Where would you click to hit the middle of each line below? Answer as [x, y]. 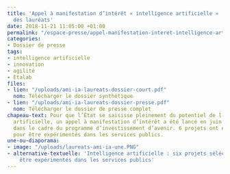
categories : [24, 39]
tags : [15, 52]
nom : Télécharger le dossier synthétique [73, 97]
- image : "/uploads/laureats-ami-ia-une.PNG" [73, 147]
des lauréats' [33, 20]
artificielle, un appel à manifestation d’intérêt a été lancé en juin [118, 122]
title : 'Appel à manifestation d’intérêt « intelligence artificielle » [113, 13]
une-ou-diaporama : [33, 141]
